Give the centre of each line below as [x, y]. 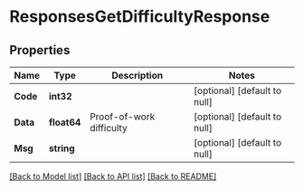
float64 [65, 122]
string [62, 148]
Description [138, 76]
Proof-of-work [123, 117]
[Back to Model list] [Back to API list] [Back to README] [113, 176]
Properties [40, 50]
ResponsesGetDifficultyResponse [140, 17]
